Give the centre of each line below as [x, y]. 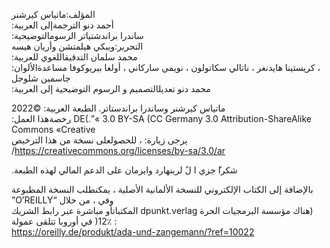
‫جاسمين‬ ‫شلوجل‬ [41, 78]
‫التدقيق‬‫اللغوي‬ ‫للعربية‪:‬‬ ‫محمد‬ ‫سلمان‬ [74, 57]
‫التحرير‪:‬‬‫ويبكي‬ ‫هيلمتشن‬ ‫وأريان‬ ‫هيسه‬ [77, 46]
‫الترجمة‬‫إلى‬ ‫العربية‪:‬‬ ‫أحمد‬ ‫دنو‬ [62, 25]
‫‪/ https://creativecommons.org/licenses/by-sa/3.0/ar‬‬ [118, 150]
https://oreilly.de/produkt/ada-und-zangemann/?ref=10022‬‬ [133, 232]
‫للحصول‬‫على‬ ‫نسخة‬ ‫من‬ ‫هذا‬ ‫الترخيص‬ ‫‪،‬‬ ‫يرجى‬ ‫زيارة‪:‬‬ [99, 140]
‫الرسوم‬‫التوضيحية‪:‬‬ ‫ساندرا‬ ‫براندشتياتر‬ [77, 35]
